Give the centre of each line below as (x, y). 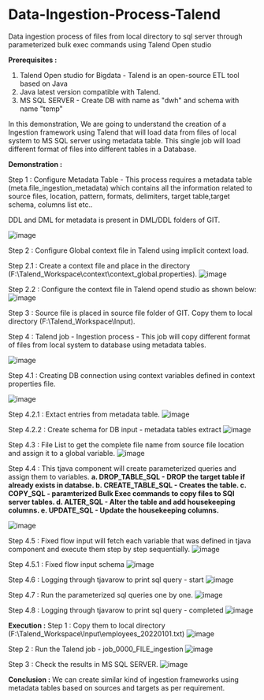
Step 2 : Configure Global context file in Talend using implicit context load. (128, 250)
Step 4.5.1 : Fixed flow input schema (66, 564)
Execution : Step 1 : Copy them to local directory (87, 625)
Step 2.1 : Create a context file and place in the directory (99, 265)
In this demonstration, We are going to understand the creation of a (117, 124)
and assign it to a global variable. (62, 453)
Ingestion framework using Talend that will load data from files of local (122, 132)
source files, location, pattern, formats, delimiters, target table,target (119, 196)
